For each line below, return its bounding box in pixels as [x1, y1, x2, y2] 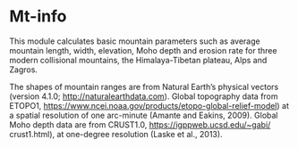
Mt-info [9, 6, 67, 27]
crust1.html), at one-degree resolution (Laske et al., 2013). [9, 128, 223, 139]
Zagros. [9, 64, 38, 75]
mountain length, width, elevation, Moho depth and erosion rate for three [9, 45, 277, 55]
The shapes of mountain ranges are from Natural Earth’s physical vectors [9, 81, 279, 92]
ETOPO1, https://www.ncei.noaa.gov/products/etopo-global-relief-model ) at [9, 100, 289, 111]
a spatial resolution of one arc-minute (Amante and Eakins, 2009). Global [9, 110, 278, 120]
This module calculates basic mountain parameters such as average [9, 36, 261, 46]
